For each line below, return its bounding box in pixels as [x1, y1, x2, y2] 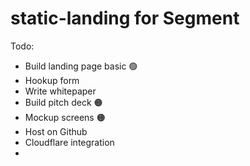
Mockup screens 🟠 [24, 111, 106, 123]
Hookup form [24, 74, 80, 86]
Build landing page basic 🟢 [24, 60, 138, 72]
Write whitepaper [24, 85, 97, 97]
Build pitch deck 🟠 [24, 96, 103, 108]
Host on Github [24, 125, 88, 137]
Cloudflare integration [24, 136, 115, 148]
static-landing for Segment [10, 7, 240, 30]
